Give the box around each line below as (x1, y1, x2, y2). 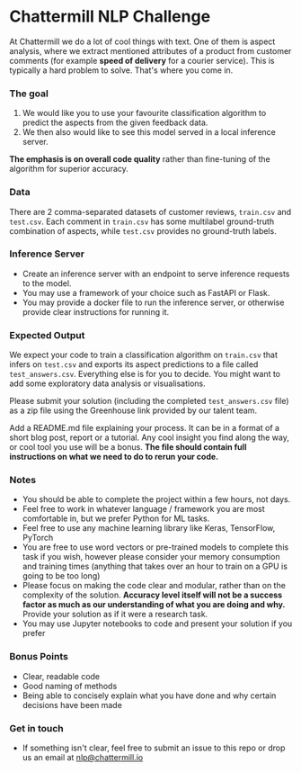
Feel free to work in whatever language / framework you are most (22, 504, 265, 515)
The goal (9, 87, 49, 100)
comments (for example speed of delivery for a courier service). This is (9, 55, 275, 66)
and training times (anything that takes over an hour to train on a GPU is (22, 561, 288, 572)
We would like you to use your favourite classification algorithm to (22, 108, 267, 119)
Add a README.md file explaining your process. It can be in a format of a (9, 423, 280, 434)
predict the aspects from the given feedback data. (22, 117, 208, 128)
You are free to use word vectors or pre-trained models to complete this (22, 542, 289, 552)
